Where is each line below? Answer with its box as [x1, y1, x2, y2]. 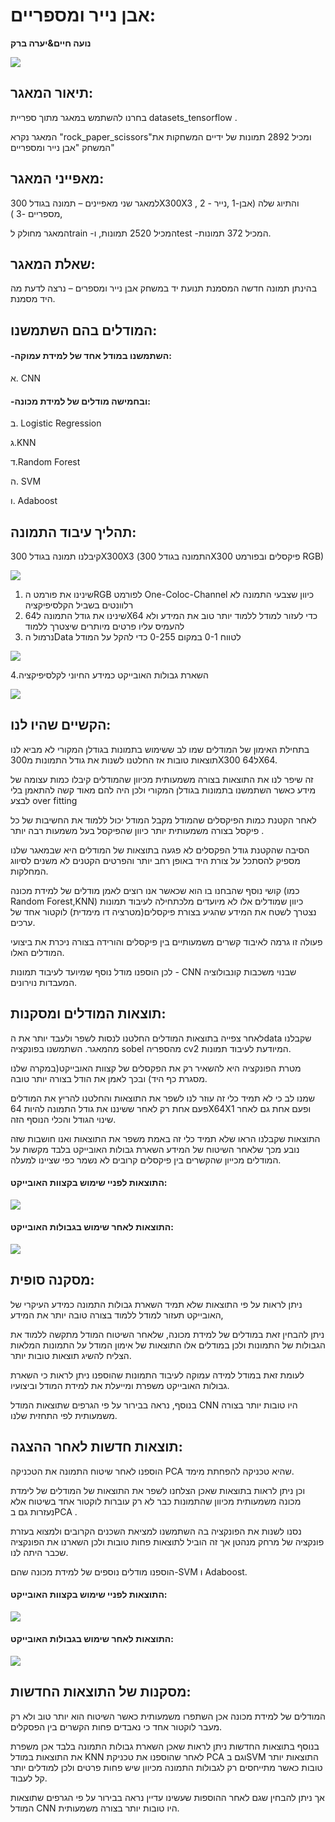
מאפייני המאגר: [10, 170, 105, 188]
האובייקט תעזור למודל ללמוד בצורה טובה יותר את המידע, [10, 1309, 224, 1321]
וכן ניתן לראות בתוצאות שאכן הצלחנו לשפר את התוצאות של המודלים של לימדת [10, 1484, 306, 1496]
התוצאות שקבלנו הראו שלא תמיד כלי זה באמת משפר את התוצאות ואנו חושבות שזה [10, 1132, 321, 1144]
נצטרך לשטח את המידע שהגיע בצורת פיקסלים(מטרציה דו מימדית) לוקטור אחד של [10, 905, 317, 918]
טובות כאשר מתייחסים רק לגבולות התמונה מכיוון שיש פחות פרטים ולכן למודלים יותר [10, 1761, 323, 1773]
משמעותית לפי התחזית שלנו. [10, 1409, 118, 1421]
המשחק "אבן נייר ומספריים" [10, 141, 115, 153]
